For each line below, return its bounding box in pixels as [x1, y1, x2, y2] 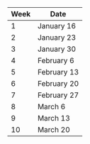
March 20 [38, 125, 70, 134]
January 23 [38, 33, 77, 42]
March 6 [38, 102, 66, 111]
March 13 [38, 113, 70, 123]
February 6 [38, 56, 74, 65]
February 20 [38, 79, 79, 88]
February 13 [38, 67, 79, 77]
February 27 [38, 90, 79, 100]
